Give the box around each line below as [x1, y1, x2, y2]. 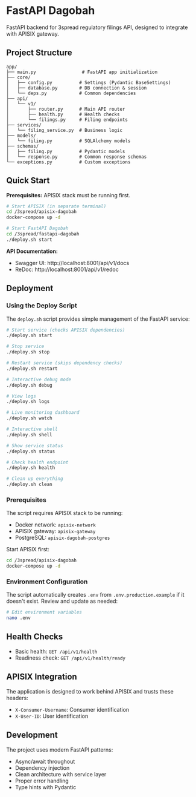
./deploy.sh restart [6, 366, 58, 372]
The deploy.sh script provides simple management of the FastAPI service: [6, 315, 190, 323]
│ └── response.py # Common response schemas [6, 154, 147, 160]
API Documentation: [6, 248, 58, 255]
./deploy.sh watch [6, 415, 52, 421]
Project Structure [6, 48, 72, 58]
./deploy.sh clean [6, 482, 52, 488]
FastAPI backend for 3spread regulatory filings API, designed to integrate [6, 24, 188, 31]
